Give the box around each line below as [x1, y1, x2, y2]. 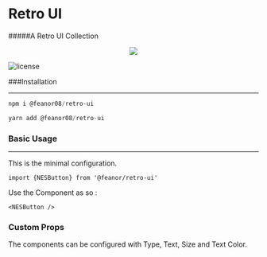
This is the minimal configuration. [8, 158, 118, 168]
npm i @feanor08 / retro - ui [8, 99, 94, 107]
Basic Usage [8, 133, 58, 144]
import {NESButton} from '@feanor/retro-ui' [8, 173, 158, 181]
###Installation [8, 76, 57, 86]
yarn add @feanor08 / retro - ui [8, 114, 105, 122]
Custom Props [8, 221, 65, 232]
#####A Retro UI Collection [8, 31, 99, 41]
